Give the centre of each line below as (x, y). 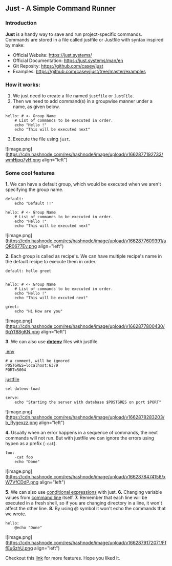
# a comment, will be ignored (38, 361)
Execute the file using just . (41, 139)
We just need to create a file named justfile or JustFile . (73, 96)
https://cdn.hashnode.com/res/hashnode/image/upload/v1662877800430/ (86, 326)
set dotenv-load (23, 389)
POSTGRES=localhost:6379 (32, 366)
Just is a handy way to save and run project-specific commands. (74, 34)
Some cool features (30, 173)
